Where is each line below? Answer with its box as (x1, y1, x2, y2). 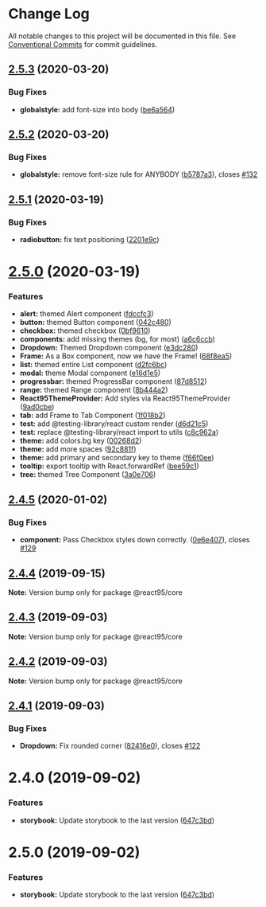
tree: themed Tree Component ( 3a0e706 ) (19, 470, 156, 479)
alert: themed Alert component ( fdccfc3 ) (19, 309, 154, 319)
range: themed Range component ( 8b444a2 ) (19, 385, 168, 395)
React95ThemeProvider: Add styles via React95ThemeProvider (19, 393, 231, 403)
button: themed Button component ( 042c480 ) (19, 318, 172, 327)
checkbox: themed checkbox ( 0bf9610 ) (19, 326, 151, 335)
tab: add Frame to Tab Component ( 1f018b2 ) (19, 411, 166, 420)
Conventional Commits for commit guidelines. (8, 39, 157, 49)
